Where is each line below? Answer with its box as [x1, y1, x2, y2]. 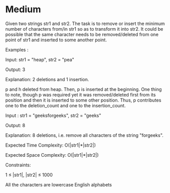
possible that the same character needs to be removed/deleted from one [5, 31, 159, 37]
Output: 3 [5, 66, 26, 73]
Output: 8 [5, 122, 26, 128]
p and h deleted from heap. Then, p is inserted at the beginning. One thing [5, 86, 162, 92]
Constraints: [5, 162, 31, 168]
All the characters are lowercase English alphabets [5, 181, 112, 187]
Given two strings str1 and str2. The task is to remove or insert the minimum [5, 20, 165, 27]
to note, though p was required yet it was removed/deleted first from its [5, 91, 156, 98]
